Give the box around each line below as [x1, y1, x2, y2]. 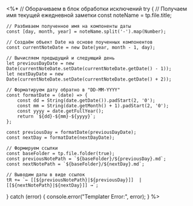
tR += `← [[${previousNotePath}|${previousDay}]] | [6, 177, 142, 183]
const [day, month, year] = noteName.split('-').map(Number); [6, 28, 166, 35]
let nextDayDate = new [6, 71, 64, 77]
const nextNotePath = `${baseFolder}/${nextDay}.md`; [6, 161, 145, 167]
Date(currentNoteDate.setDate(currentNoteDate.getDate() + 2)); [6, 76, 172, 82]
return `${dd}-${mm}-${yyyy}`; [17, 113, 96, 119]
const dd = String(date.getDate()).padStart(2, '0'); [17, 98, 155, 104]
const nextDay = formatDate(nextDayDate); [6, 135, 115, 141]
